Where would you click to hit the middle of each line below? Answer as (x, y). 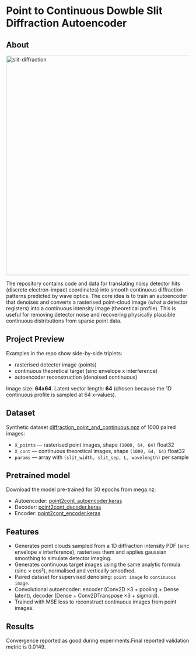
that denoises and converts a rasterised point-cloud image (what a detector (97, 302)
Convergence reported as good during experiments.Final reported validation (98, 641)
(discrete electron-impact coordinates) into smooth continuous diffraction (94, 290)
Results (20, 627)
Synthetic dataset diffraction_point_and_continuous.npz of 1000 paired (91, 427)
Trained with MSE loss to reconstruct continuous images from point (95, 602)
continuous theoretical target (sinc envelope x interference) (86, 371)
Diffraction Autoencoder (66, 23)
